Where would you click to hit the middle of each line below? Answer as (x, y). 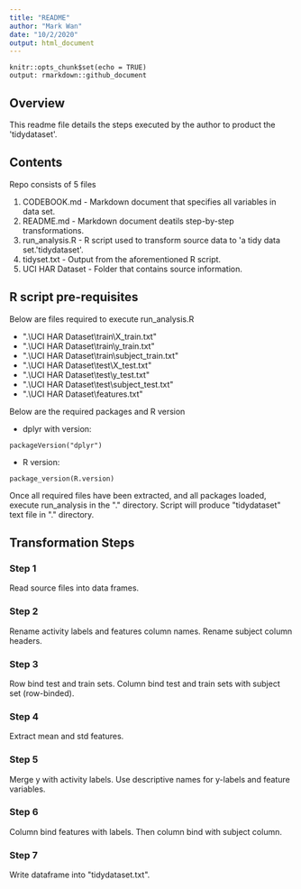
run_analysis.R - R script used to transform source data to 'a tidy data (151, 240)
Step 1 (23, 568)
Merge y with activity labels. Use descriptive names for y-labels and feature (150, 779)
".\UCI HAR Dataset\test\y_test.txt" (86, 374)
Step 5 (24, 760)
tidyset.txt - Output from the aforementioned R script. (122, 259)
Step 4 (24, 716)
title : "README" (40, 18)
